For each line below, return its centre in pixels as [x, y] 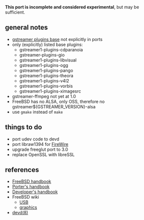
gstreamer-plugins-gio [42, 55]
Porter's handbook [31, 187]
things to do [24, 127]
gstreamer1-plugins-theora [46, 76]
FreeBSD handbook [32, 181]
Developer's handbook [35, 192]
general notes [27, 28]
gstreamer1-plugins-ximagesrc [50, 91]
